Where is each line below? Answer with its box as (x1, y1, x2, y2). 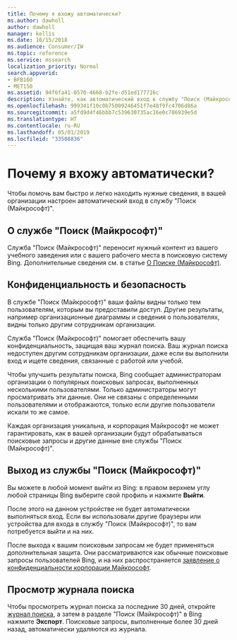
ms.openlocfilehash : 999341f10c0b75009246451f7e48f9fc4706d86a (7, 103, 197, 110)
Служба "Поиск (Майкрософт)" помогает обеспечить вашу (7, 334, 186, 342)
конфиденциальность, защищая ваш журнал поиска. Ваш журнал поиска (7, 341, 229, 350)
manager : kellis (7, 30, 55, 37)
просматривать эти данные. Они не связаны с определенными (7, 392, 199, 401)
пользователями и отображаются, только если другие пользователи (7, 400, 215, 409)
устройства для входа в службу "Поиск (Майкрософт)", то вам (7, 519, 197, 528)
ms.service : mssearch (7, 57, 71, 64)
